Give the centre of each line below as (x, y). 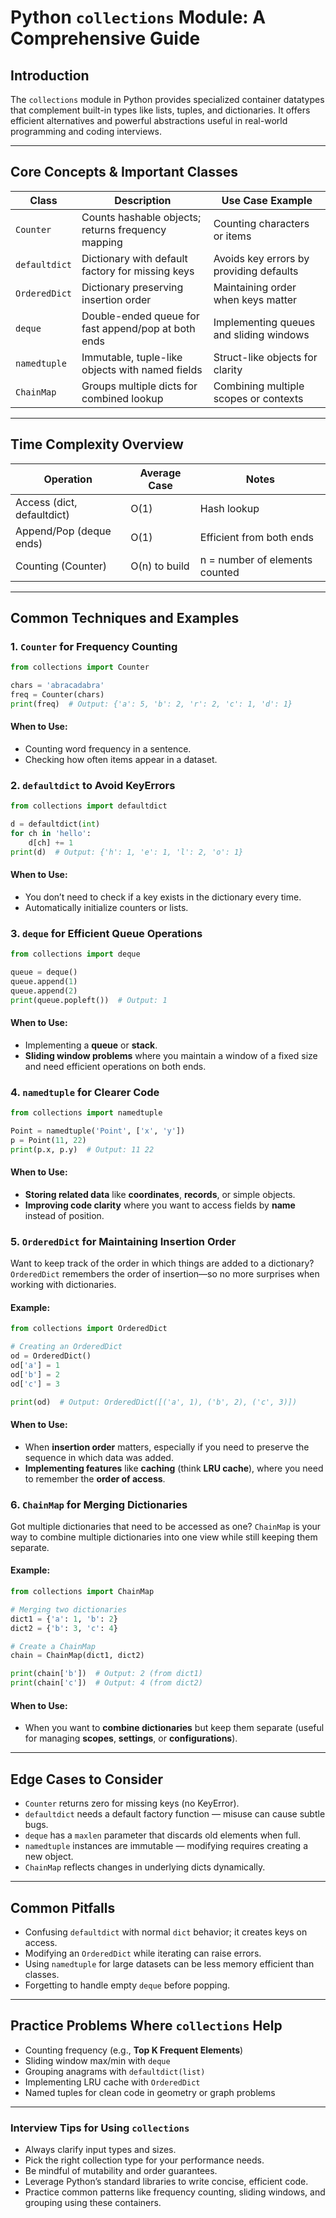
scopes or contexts (258, 398)
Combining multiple (259, 386)
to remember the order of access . (95, 1478)
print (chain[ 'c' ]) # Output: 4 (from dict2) (106, 1683)
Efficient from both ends (256, 537)
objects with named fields (142, 369)
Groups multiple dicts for (139, 386)
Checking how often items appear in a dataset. (121, 760)
